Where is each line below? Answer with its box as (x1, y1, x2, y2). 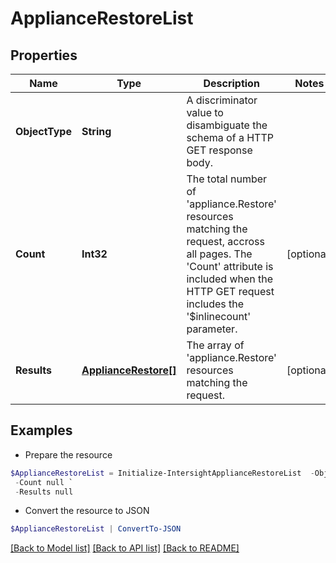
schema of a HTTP (186, 131, 274, 144)
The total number (186, 172, 268, 186)
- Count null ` (14, 477, 74, 487)
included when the (186, 272, 274, 286)
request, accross (186, 235, 265, 248)
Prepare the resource (24, 448, 113, 461)
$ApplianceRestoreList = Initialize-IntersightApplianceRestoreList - (10, 468, 315, 478)
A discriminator (186, 93, 258, 107)
